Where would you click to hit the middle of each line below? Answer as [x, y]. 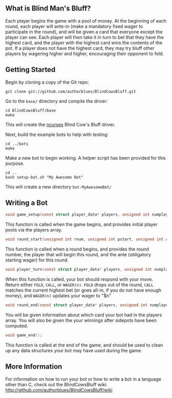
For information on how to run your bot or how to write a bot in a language [83, 379]
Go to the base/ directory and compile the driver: [57, 101]
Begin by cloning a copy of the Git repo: [47, 82]
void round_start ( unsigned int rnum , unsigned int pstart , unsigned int [84, 239]
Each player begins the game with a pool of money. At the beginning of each [86, 21]
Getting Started [30, 70]
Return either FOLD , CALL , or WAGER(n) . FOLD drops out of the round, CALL [79, 285]
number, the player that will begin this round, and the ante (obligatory [78, 255]
